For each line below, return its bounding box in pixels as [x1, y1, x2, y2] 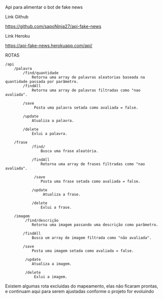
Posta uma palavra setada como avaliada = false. [34, 105, 139, 110]
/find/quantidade [23, 70, 58, 75]
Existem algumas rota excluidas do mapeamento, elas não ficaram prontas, [5, 283, 159, 289]
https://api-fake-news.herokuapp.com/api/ [5, 43, 93, 49]
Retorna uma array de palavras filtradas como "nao [31, 88, 141, 93]
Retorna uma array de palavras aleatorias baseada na [31, 75, 145, 80]
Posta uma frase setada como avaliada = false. [40, 179, 141, 184]
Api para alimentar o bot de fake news [5, 4, 83, 10]
